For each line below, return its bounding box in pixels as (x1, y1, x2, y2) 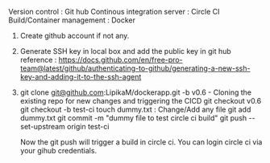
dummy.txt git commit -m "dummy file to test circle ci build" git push (19, 113, 247, 123)
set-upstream (19, 122, 66, 131)
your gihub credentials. (19, 146, 98, 155)
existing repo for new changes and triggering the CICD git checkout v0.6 (19, 96, 262, 105)
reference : (19, 55, 57, 64)
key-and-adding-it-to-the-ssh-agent (19, 72, 142, 81)
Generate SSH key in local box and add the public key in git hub (19, 47, 231, 55)
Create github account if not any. (19, 31, 130, 40)
